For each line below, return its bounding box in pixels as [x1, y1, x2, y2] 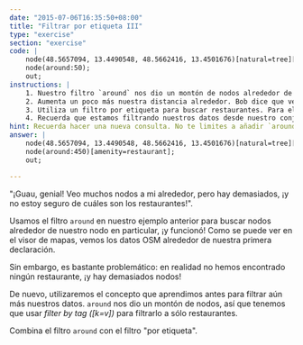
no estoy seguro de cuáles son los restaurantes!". [9, 197, 194, 208]
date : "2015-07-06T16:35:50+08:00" [9, 13, 143, 23]
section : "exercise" [9, 38, 87, 48]
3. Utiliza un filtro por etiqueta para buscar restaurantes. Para [25, 105, 284, 114]
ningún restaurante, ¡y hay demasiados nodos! [9, 271, 182, 282]
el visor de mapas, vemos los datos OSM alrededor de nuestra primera [9, 234, 272, 245]
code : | [9, 47, 39, 56]
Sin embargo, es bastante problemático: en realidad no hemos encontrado [9, 261, 286, 272]
